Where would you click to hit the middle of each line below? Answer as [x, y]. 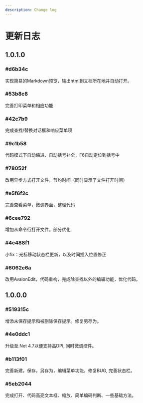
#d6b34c [17, 69]
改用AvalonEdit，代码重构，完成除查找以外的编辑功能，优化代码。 [73, 279]
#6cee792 [18, 218]
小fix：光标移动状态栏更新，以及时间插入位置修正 [56, 254]
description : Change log [31, 10]
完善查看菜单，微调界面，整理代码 [40, 205]
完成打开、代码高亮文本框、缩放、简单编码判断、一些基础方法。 [71, 395]
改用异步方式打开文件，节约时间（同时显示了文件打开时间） [66, 180]
